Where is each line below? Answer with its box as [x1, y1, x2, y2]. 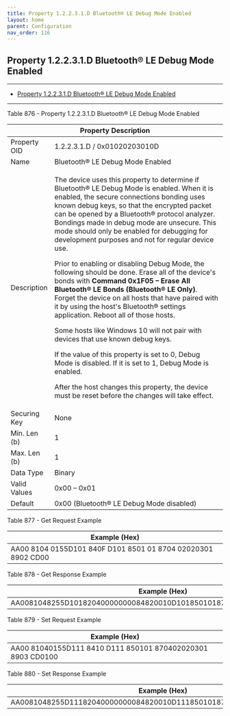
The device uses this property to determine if [54, 175, 200, 185]
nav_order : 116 [7, 29, 51, 36]
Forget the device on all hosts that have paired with [54, 293, 219, 303]
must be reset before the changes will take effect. [54, 391, 214, 401]
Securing [10, 409, 40, 419]
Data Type [10, 468, 44, 478]
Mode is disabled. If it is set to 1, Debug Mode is [54, 358, 209, 368]
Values [10, 488, 33, 497]
